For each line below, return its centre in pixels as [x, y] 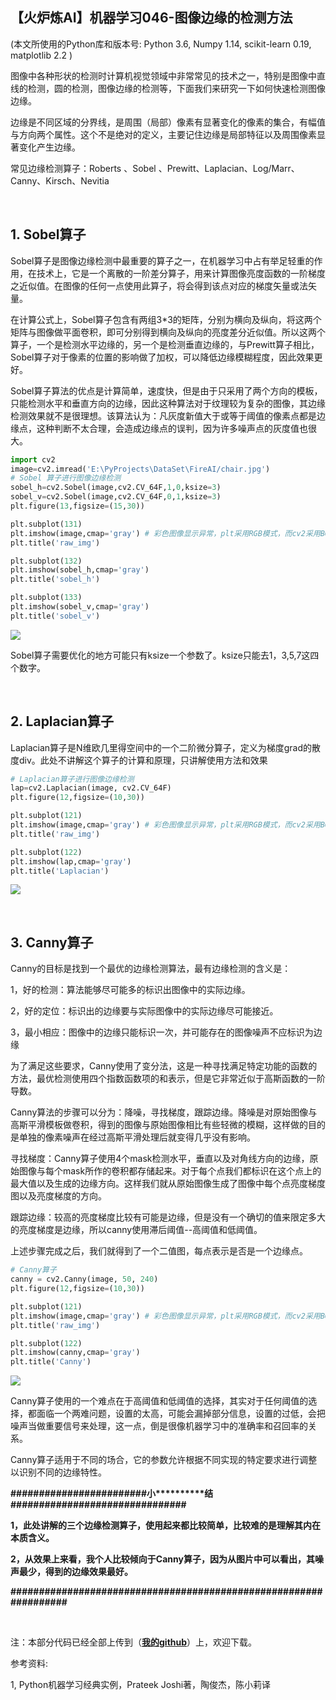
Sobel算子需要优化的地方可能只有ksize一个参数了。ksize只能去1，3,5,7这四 [165, 655]
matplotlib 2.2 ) [41, 55]
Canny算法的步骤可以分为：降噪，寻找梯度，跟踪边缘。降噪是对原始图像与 [164, 1112]
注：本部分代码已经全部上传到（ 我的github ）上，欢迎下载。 [134, 1642]
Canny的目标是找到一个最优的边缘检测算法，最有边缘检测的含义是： [151, 969]
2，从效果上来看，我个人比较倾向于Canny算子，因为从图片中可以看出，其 [162, 1559]
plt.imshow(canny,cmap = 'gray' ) [75, 1353]
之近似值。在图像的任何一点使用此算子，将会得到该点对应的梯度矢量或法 [159, 285]
